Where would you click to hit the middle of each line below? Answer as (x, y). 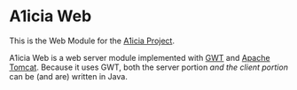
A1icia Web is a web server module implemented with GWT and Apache (140, 57)
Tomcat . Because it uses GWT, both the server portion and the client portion (148, 67)
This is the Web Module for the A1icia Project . (92, 41)
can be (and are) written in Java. (69, 76)
